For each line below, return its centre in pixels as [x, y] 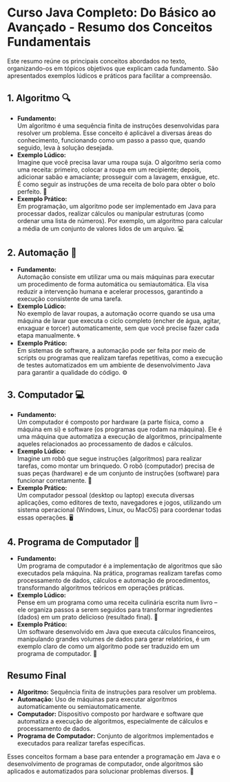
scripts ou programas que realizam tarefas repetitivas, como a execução [120, 358]
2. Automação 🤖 [42, 253]
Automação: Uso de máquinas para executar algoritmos [97, 699]
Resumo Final [37, 676]
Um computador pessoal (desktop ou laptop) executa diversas [106, 495]
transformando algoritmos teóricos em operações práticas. [101, 588]
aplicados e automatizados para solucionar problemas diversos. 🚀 [101, 771]
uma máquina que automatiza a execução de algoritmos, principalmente [119, 437]
